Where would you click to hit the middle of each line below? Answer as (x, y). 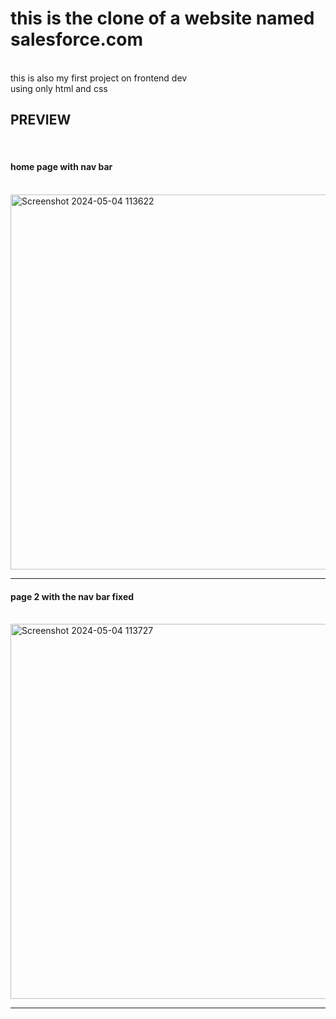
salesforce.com (77, 39)
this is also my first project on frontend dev (99, 78)
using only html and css (59, 88)
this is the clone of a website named (162, 18)
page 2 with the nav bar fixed (72, 596)
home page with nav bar (61, 167)
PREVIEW (41, 120)
